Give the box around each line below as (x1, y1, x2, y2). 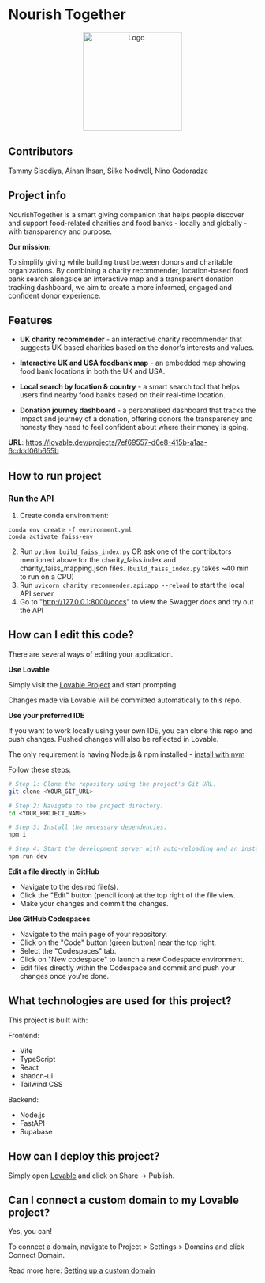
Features (8, 314, 53, 327)
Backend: (8, 1094, 39, 1104)
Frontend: (8, 1030, 40, 1040)
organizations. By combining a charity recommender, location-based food (8, 265, 248, 275)
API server (19, 589, 54, 598)
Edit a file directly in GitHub (8, 867, 100, 876)
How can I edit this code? (8, 628, 134, 641)
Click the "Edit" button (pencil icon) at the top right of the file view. (19, 890, 236, 900)
